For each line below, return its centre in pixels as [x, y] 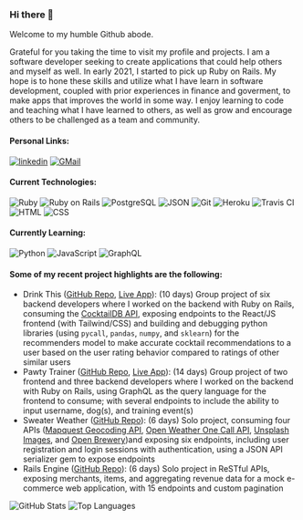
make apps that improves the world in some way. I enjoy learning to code [147, 100]
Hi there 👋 [32, 15]
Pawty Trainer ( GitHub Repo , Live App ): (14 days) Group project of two [155, 372]
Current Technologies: [53, 182]
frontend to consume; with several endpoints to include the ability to [151, 401]
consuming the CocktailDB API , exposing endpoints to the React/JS [149, 314]
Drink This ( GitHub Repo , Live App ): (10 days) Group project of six [146, 295]
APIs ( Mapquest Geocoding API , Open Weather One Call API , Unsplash [156, 430]
